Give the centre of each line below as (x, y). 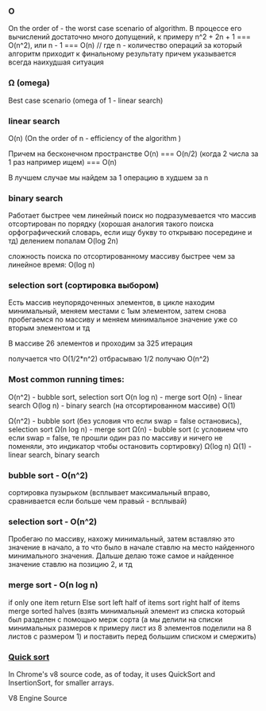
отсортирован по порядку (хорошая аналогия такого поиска (111, 224)
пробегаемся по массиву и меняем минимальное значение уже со (123, 319)
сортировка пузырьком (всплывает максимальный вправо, (109, 493)
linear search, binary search (54, 455)
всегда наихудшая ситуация (56, 62)
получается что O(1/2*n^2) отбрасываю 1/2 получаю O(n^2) (109, 359)
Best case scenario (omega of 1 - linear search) (86, 100)
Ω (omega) (29, 83)
